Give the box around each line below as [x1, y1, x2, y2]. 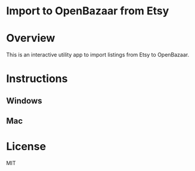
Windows [6, 95, 42, 105]
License [6, 140, 47, 153]
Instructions [6, 72, 68, 86]
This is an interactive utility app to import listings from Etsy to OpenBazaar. [6, 51, 190, 58]
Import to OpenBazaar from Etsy [6, 4, 169, 18]
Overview [6, 32, 55, 45]
